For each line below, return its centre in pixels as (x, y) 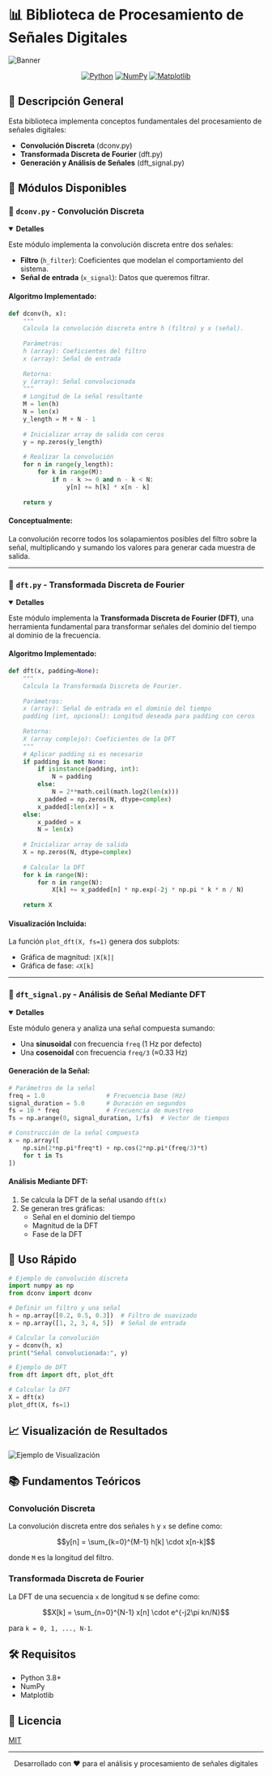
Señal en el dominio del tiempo (84, 1216)
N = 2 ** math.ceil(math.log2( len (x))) (115, 792)
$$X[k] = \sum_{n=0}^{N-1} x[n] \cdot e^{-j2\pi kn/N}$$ (136, 1612)
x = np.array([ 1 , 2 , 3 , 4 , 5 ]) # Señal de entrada (97, 1323)
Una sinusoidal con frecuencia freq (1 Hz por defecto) (111, 1044)
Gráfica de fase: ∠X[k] (57, 966)
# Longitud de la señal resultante (83, 397)
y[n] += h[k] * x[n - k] (108, 487)
